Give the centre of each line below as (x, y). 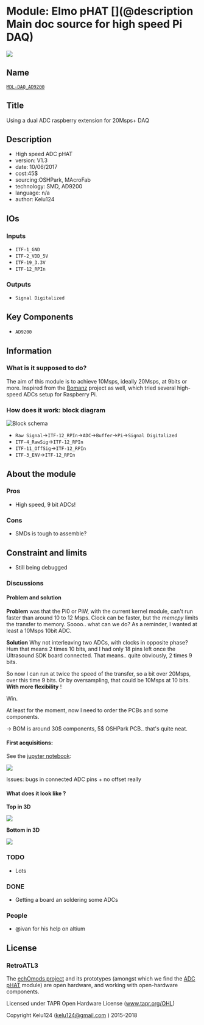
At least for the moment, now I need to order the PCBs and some (87, 710)
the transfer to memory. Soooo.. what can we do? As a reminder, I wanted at (102, 624)
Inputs (16, 236)
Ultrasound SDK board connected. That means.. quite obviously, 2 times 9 (99, 655)
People (17, 916)
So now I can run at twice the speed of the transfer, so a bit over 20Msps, (99, 674)
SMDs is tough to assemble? (51, 534)
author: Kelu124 (35, 199)
